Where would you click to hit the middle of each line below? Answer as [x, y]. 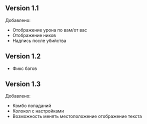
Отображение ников [34, 35]
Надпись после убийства [39, 40]
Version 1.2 [23, 56]
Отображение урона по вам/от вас [50, 30]
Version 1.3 [23, 84]
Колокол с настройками [38, 111]
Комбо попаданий [32, 106]
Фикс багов [25, 68]
